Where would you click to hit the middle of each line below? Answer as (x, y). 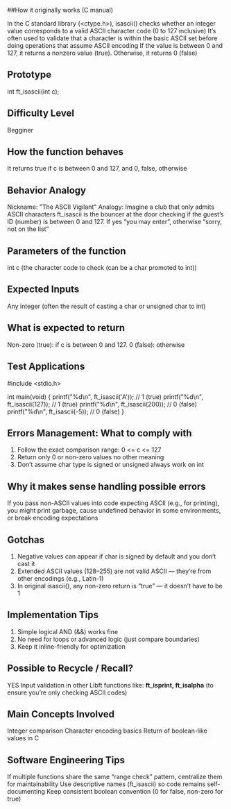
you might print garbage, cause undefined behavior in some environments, (114, 511)
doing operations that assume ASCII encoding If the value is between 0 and (115, 45)
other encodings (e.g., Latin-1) (60, 578)
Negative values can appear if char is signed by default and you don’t (117, 556)
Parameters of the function (67, 251)
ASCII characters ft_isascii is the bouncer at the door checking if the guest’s (115, 214)
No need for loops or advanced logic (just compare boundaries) (108, 639)
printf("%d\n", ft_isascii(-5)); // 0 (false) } (66, 411)
